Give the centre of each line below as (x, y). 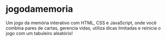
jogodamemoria (39, 9)
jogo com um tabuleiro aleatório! (39, 33)
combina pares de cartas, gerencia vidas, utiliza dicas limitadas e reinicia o (83, 28)
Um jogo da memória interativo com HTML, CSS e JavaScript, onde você (81, 23)
